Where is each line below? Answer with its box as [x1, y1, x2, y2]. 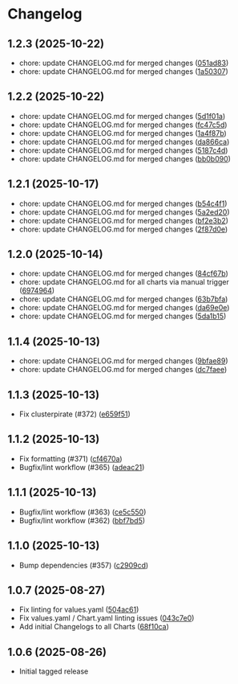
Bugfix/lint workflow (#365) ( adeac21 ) [18, 462, 145, 472]
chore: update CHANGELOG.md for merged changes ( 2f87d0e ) [18, 224, 228, 234]
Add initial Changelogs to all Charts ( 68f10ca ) [18, 622, 170, 632]
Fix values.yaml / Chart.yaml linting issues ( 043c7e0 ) [18, 613, 195, 623]
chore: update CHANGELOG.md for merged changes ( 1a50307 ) [18, 67, 229, 76]
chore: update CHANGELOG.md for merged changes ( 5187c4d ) [18, 145, 228, 155]
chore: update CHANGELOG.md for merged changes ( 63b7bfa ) [18, 294, 228, 304]
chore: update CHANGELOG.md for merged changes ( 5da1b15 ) [18, 311, 227, 322]
